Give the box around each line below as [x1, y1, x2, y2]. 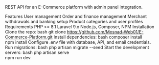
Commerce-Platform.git [5, 34, 53, 40]
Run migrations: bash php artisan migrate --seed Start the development [5, 45, 149, 50]
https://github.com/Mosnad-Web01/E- [67, 29, 144, 34]
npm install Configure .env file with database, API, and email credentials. [5, 39, 151, 45]
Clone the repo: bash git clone [5, 29, 66, 34]
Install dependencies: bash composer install [53, 34, 143, 40]
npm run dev [5, 55, 31, 60]
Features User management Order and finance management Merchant [5, 14, 147, 19]
